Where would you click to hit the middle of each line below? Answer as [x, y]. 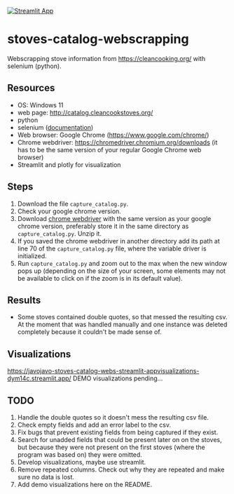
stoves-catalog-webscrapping [98, 39]
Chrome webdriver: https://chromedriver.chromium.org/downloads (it [117, 142]
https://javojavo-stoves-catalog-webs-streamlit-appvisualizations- [103, 371]
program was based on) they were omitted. [80, 455]
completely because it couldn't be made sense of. [90, 332]
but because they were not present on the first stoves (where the [111, 447]
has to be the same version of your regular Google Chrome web [109, 149]
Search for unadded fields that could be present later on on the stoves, [119, 440]
